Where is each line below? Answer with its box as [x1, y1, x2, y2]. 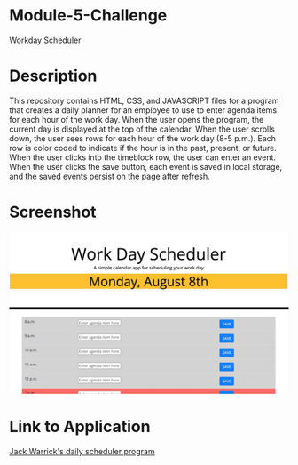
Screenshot [9, 202, 97, 222]
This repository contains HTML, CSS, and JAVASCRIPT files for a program [9, 95, 279, 106]
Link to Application [9, 417, 151, 437]
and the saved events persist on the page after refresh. [9, 171, 210, 181]
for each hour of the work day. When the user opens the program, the [9, 114, 264, 124]
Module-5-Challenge [9, 5, 168, 26]
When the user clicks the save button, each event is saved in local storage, [9, 161, 283, 172]
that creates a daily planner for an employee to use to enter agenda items [9, 104, 278, 116]
